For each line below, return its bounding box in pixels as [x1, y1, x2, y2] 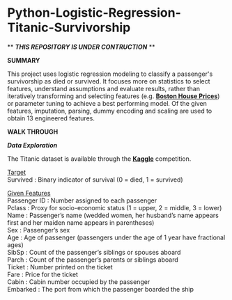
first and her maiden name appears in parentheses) [7, 218, 155, 227]
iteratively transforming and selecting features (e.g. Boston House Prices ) [7, 92, 220, 100]
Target [7, 168, 26, 176]
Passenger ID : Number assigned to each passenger [7, 196, 157, 205]
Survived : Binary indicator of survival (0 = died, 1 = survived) [7, 175, 183, 184]
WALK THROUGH [7, 127, 59, 136]
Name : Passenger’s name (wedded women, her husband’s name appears [7, 211, 219, 219]
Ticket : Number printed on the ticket [7, 262, 113, 271]
